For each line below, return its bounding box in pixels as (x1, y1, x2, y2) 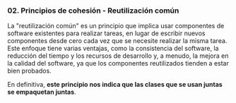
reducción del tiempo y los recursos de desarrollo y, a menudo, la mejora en (7, 51, 229, 60)
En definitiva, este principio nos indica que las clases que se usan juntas (7, 80, 223, 89)
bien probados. (7, 66, 52, 75)
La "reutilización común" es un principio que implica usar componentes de (7, 22, 225, 30)
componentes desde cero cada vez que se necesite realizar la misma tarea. (7, 37, 228, 45)
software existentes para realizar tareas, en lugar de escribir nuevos (7, 29, 206, 37)
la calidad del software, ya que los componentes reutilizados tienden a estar (7, 59, 230, 68)
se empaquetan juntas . (7, 87, 76, 97)
